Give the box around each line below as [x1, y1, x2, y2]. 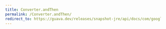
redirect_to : [5, 16, 32, 21]
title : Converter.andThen [5, 7, 58, 12]
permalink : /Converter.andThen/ [5, 12, 72, 17]
